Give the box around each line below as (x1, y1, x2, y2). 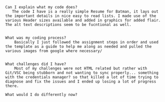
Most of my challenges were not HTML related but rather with (14, 66, 147, 71)
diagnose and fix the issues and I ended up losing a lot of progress (5, 79, 156, 84)
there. (5, 83, 19, 88)
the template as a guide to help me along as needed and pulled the (5, 44, 152, 49)
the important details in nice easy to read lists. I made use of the (5, 13, 156, 18)
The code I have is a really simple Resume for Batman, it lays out (12, 9, 158, 14)
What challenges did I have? (5, 61, 66, 66)
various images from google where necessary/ (5, 48, 102, 53)
